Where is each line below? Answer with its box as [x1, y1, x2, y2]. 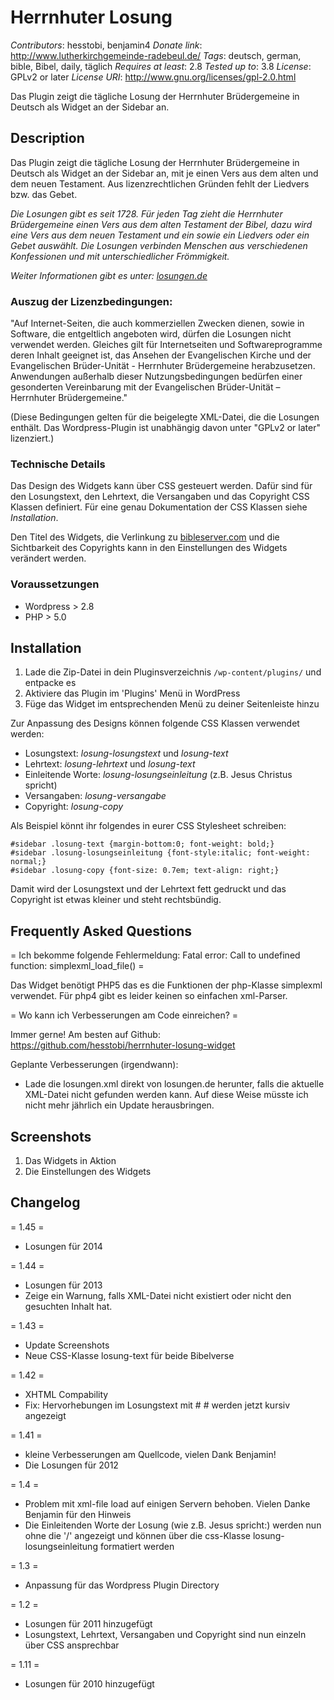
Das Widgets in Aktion [24, 1155, 117, 1167]
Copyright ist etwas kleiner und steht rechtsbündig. [10, 894, 222, 906]
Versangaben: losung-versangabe [24, 790, 167, 802]
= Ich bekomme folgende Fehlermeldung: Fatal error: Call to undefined [10, 949, 301, 961]
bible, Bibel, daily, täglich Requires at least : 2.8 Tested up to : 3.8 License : [10, 60, 312, 72]
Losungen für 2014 [24, 1240, 103, 1252]
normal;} [10, 857, 47, 867]
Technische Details [10, 457, 106, 471]
